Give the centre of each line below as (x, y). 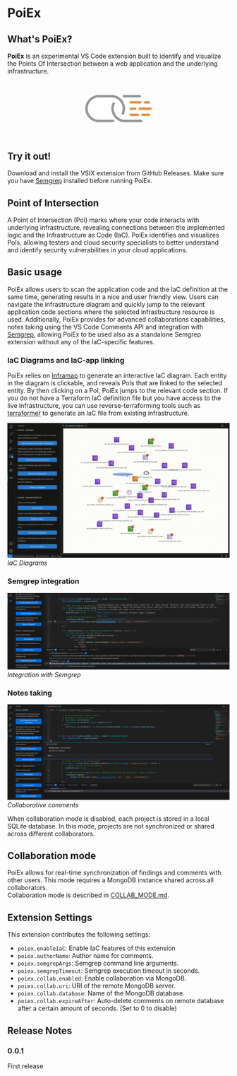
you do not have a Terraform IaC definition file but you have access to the (114, 398)
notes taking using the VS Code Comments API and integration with (105, 327)
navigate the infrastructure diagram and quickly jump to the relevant (106, 304)
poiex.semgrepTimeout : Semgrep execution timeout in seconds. (109, 971)
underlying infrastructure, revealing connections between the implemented (116, 227)
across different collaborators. (51, 834)
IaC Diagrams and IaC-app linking (66, 360)
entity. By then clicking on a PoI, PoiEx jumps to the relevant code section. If (118, 391)
